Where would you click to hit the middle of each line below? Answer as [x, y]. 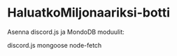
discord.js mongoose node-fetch [55, 45]
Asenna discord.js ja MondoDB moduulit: [66, 32]
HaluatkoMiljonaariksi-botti [88, 13]
